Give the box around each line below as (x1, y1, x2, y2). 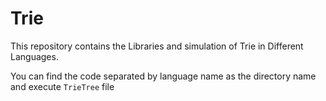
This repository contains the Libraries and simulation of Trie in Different (10, 40, 304, 52)
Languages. (10, 50, 59, 62)
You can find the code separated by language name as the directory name (10, 70, 317, 82)
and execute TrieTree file (10, 80, 115, 92)
